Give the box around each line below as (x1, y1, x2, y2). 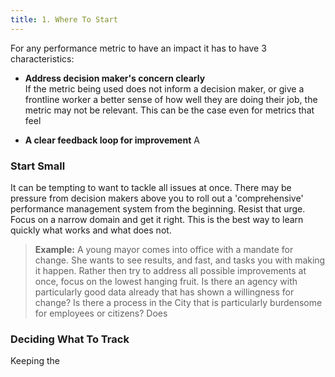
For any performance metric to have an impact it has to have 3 (10, 42, 267, 54)
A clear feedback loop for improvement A (24, 134, 200, 146)
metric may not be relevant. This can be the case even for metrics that (24, 104, 315, 116)
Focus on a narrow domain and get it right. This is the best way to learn (10, 213, 304, 225)
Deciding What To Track (10, 332, 130, 346)
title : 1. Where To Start (10, 14, 118, 25)
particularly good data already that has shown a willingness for (34, 286, 295, 298)
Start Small (10, 159, 66, 173)
